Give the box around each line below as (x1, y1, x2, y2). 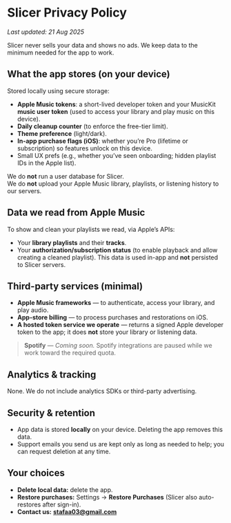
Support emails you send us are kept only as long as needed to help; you (17, 440, 225, 448)
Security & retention (7, 407, 95, 419)
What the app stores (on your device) (7, 68, 170, 80)
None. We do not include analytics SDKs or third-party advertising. (7, 387, 197, 395)
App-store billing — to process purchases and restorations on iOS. (17, 313, 208, 322)
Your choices (7, 467, 66, 479)
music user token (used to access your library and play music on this (17, 107, 215, 115)
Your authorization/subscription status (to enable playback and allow (17, 246, 218, 254)
